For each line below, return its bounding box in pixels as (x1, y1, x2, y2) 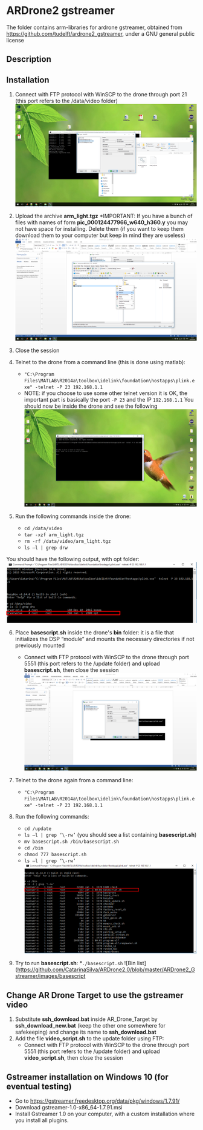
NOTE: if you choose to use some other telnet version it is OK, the (24, 390, 188, 397)
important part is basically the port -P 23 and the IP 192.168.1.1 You (24, 396, 195, 404)
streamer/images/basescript (14, 972, 86, 980)
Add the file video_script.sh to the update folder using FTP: (14, 1035, 164, 1042)
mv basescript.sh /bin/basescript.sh (24, 839, 120, 845)
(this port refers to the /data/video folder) (14, 98, 118, 105)
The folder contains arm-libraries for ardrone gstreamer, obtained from (6, 24, 182, 31)
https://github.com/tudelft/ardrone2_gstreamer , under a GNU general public (6, 30, 195, 37)
